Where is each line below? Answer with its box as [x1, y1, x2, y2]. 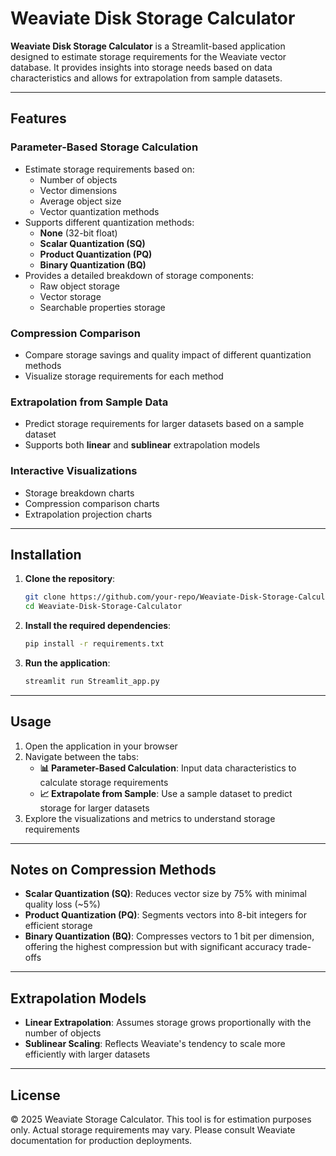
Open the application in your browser [24, 740, 178, 752]
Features [10, 110, 67, 127]
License [10, 1087, 61, 1104]
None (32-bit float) [39, 227, 118, 239]
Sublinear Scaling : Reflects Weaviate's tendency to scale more [24, 1038, 286, 1050]
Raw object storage [39, 280, 120, 292]
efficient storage [24, 920, 93, 932]
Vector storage [39, 290, 102, 302]
